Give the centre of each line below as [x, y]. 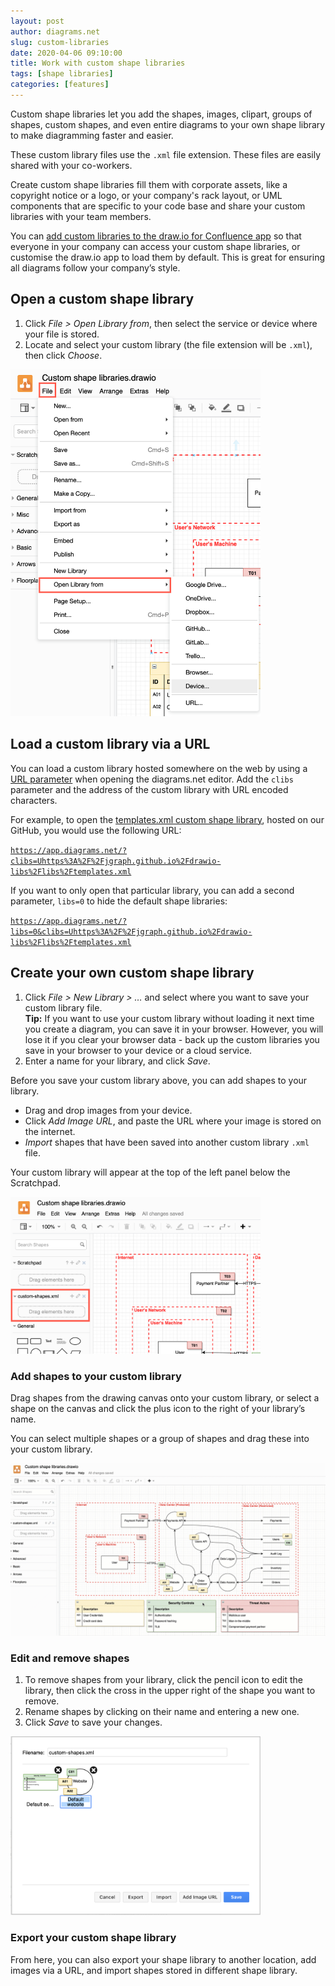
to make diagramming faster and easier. [92, 135]
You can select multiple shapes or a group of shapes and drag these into [160, 1439]
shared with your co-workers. [71, 165]
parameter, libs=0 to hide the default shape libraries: [119, 901]
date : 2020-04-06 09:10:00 [66, 53]
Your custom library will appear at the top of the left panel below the [150, 1172]
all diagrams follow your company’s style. [95, 267]
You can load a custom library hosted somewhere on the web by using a [159, 768]
